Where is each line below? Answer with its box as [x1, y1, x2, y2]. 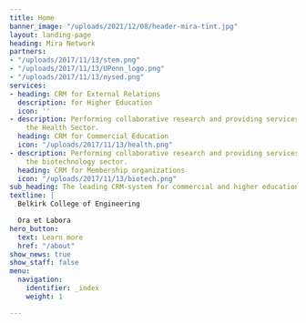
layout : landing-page [9, 30, 92, 39]
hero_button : [9, 224, 59, 233]
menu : [9, 267, 30, 276]
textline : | [9, 191, 55, 200]
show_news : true [9, 249, 71, 259]
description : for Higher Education [17, 97, 153, 107]
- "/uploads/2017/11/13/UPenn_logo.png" [9, 65, 166, 74]
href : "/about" [17, 241, 76, 250]
